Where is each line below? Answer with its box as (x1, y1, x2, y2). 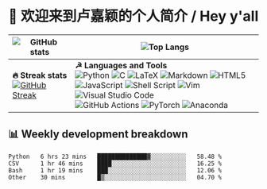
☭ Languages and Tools (75, 60, 168, 71)
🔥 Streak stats (12, 69, 68, 80)
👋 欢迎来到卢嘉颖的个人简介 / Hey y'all (8, 7, 259, 25)
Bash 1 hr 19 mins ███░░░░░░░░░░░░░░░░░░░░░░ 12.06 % (8, 166, 222, 175)
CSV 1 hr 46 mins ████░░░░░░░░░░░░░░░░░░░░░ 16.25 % (8, 160, 222, 168)
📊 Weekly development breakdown (8, 128, 188, 141)
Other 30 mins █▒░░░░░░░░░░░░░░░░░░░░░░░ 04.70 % (8, 173, 222, 181)
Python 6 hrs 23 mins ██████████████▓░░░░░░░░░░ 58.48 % (8, 152, 222, 160)
